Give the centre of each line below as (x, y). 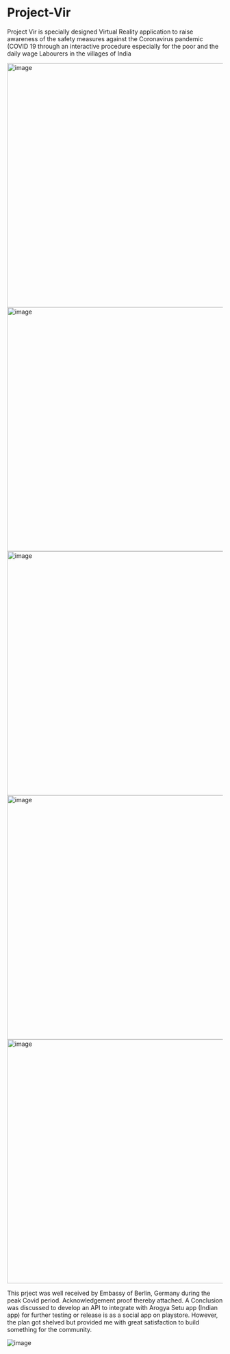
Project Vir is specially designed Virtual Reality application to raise (100, 32)
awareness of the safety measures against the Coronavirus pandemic (105, 38)
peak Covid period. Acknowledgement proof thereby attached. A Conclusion (115, 1300)
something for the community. (50, 1329)
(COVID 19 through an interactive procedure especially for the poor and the (113, 46)
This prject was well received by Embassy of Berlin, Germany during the (109, 1293)
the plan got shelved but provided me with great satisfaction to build (103, 1322)
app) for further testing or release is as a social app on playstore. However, (113, 1315)
